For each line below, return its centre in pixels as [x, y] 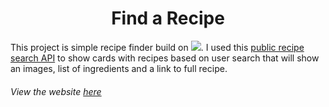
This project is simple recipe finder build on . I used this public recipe [157, 47]
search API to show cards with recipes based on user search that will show [165, 58]
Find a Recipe [168, 18]
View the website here [56, 91]
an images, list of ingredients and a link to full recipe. [119, 68]
